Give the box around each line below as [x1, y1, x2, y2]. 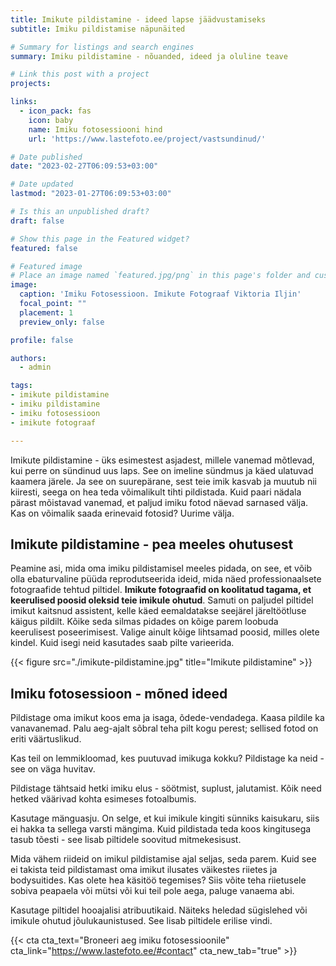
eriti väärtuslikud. [10, 733, 82, 745]
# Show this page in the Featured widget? [10, 234, 190, 244]
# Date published [10, 152, 83, 162]
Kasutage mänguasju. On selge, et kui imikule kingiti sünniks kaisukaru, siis [10, 812, 320, 825]
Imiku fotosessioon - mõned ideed [10, 685, 228, 702]
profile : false [10, 335, 74, 345]
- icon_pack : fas [19, 106, 92, 116]
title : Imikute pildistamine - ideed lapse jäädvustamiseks [10, 14, 267, 25]
